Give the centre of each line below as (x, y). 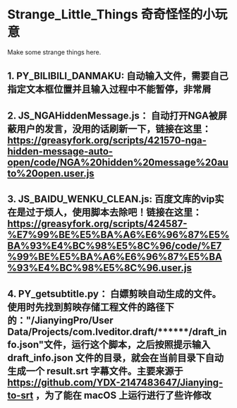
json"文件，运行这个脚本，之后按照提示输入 (115, 344)
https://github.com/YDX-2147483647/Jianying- (115, 382)
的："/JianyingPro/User (61, 320)
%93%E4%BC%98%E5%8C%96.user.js (99, 268)
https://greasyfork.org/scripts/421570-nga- (107, 140)
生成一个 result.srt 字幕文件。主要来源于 (95, 371)
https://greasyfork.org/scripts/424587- (97, 224)
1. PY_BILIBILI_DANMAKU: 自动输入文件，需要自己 (118, 76)
